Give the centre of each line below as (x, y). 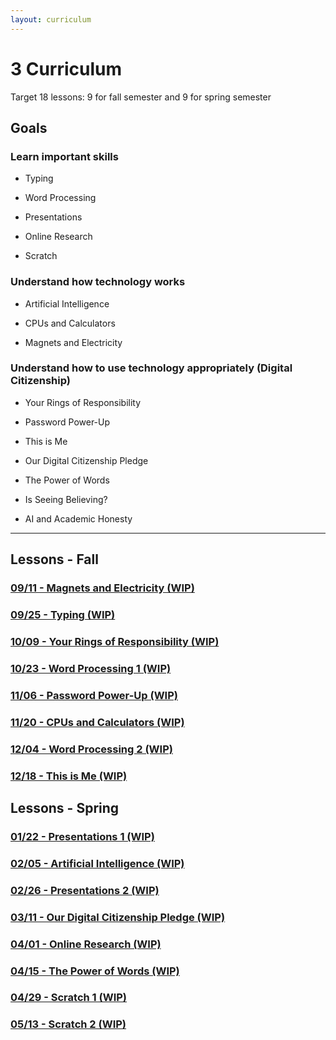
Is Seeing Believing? (66, 499)
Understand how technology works (98, 282)
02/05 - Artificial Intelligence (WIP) (97, 863)
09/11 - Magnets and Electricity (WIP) (102, 588)
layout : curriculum (51, 19)
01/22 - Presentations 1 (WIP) (82, 836)
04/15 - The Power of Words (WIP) (95, 971)
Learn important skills (64, 156)
